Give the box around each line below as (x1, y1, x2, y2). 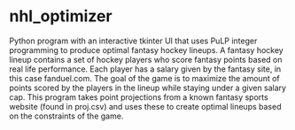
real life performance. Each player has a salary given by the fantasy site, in (9, 64, 282, 74)
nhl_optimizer (9, 6, 113, 27)
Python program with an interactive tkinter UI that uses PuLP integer (9, 35, 258, 46)
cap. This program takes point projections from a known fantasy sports (9, 91, 268, 103)
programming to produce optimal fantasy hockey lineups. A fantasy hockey (9, 44, 283, 55)
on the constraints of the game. (9, 111, 124, 121)
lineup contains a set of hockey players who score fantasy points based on (9, 54, 283, 65)
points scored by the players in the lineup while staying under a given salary (9, 82, 286, 93)
